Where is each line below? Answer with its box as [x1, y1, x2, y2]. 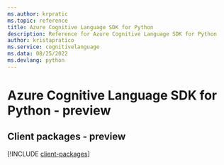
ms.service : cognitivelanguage [7, 43, 100, 50]
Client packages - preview [7, 131, 126, 143]
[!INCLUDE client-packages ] [7, 149, 90, 158]
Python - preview [7, 102, 111, 118]
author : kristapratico [7, 37, 74, 44]
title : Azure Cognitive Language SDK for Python [7, 23, 154, 31]
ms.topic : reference [7, 17, 69, 24]
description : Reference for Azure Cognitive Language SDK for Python [7, 30, 218, 38]
